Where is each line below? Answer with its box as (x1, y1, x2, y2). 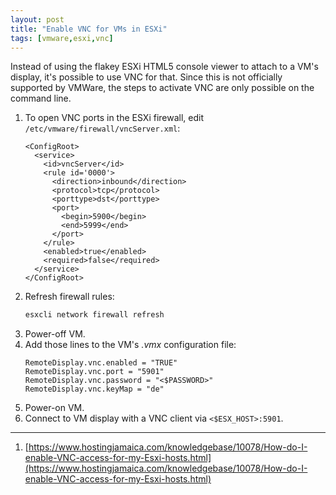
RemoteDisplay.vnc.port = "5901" (24, 367, 165, 377)
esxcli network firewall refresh (24, 310, 165, 320)
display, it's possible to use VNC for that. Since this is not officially (10, 71, 283, 83)
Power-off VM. (24, 328, 86, 340)
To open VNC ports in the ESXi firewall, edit (24, 112, 204, 124)
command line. (10, 92, 72, 105)
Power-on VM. (24, 402, 85, 414)
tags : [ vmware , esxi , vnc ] (10, 33, 114, 43)
